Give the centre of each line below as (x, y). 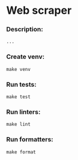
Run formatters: (30, 140)
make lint (19, 125)
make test (19, 97)
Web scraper (39, 11)
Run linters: (23, 112)
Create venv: (25, 57)
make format (21, 152)
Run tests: (22, 84)
